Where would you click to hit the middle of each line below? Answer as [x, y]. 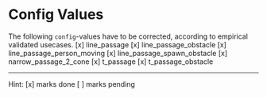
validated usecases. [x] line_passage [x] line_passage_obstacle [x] [117, 44]
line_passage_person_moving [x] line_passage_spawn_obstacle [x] [118, 53]
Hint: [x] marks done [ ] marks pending [72, 84]
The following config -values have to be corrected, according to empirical [128, 36]
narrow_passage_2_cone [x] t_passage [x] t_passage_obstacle [111, 62]
